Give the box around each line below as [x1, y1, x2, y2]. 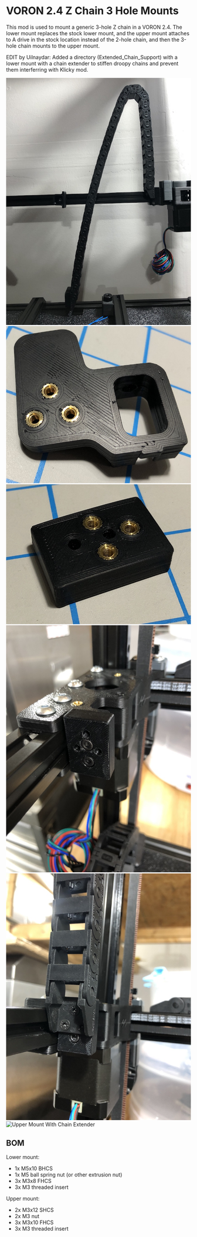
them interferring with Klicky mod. [6, 66, 89, 73]
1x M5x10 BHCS [14, 1165, 53, 1172]
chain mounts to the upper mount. [18, 42, 100, 49]
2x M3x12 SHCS [14, 1206, 54, 1214]
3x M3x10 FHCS [14, 1219, 54, 1226]
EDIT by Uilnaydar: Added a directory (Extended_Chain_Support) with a [6, 53, 178, 60]
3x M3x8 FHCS [14, 1178, 52, 1185]
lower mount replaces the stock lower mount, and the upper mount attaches [6, 29, 189, 36]
